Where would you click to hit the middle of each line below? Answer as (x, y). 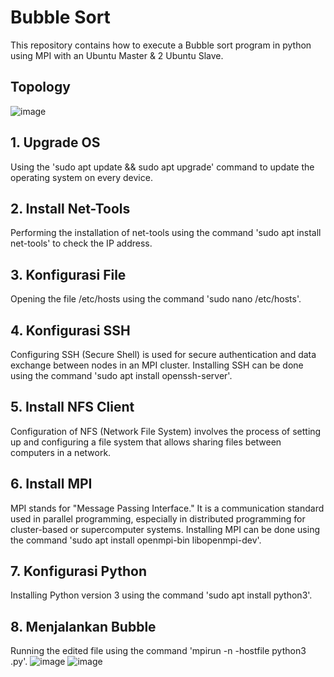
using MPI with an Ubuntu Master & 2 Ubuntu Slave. (117, 55)
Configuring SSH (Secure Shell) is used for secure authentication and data (163, 354)
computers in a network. (61, 452)
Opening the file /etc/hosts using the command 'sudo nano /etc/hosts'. (156, 299)
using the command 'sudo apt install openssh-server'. (121, 375)
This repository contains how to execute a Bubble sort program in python (161, 45)
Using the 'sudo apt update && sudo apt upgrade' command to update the (162, 167)
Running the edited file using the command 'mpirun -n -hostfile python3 (158, 651)
